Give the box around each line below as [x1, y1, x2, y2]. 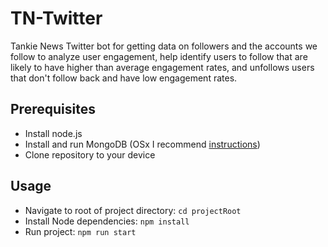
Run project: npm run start [24, 225, 137, 237]
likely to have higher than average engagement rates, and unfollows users [10, 61, 315, 73]
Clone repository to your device [24, 148, 156, 161]
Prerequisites [10, 101, 96, 118]
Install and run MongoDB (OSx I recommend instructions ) [24, 138, 261, 150]
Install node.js [24, 127, 83, 139]
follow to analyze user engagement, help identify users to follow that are [10, 50, 308, 62]
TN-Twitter [10, 7, 103, 30]
